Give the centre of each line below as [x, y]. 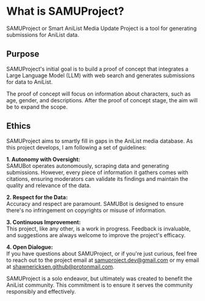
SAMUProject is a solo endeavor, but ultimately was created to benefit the [99, 278]
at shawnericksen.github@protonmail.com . [61, 266]
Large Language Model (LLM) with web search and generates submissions [101, 75]
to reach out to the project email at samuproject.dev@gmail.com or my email [103, 260]
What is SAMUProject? [65, 11]
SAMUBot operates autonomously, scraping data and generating [88, 166]
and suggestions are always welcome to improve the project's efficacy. [96, 235]
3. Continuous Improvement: [44, 222]
